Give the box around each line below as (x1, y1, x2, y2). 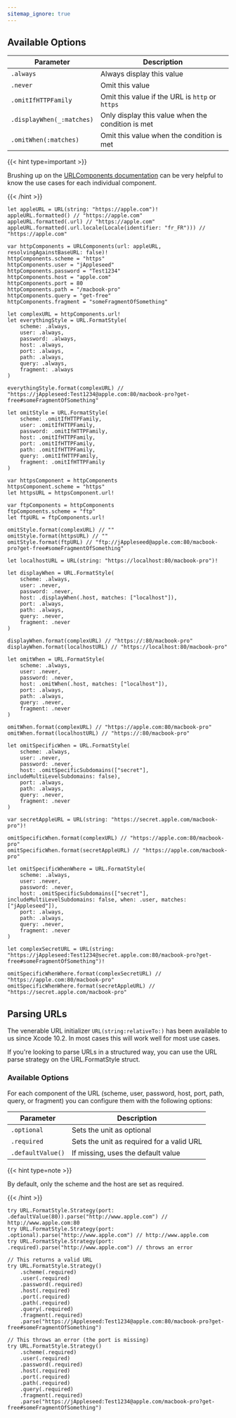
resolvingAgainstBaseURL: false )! (7, 249, 109, 256)
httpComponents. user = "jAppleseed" (7, 261, 114, 268)
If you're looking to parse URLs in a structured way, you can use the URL (7, 1047, 218, 1057)
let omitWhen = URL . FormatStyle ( (7, 656, 105, 663)
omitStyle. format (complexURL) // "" (7, 526, 114, 534)
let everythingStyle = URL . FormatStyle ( (7, 317, 128, 324)
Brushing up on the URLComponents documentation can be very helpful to (7, 171, 223, 180)
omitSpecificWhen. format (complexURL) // (7, 835, 128, 842)
